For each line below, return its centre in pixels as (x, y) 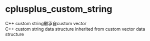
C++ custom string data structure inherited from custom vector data (75, 29)
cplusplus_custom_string (59, 9)
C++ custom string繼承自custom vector (46, 23)
